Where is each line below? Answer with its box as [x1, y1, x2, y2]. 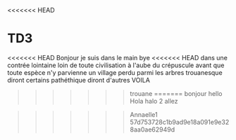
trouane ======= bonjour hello [130, 89, 223, 97]
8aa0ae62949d [130, 125, 175, 134]
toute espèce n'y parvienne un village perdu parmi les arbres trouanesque [7, 68, 223, 76]
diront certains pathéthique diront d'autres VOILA [7, 76, 150, 84]
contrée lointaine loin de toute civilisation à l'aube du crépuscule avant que [7, 61, 225, 69]
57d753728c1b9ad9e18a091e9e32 [130, 118, 230, 126]
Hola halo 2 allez [130, 97, 178, 105]
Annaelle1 [130, 110, 158, 118]
